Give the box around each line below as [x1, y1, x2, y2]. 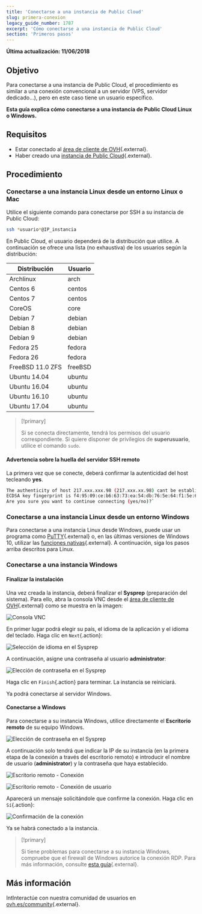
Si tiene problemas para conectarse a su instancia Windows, [20, 848, 171, 855]
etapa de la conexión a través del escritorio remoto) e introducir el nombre [6, 753, 191, 760]
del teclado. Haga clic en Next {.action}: [6, 631, 103, 639]
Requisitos [6, 130, 47, 140]
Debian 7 [9, 314, 35, 322]
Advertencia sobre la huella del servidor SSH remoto [6, 455, 140, 463]
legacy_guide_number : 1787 [6, 20, 74, 26]
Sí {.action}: [6, 801, 35, 808]
